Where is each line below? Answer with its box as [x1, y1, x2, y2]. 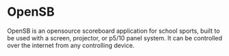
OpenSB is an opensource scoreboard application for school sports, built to [7, 27, 221, 35]
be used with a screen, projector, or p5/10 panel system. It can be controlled [7, 33, 223, 42]
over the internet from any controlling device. [7, 41, 135, 49]
